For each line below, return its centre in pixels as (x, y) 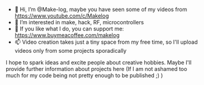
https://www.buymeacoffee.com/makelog (67, 35)
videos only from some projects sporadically (70, 51)
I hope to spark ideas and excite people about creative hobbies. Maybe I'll (99, 63)
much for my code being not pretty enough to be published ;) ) (84, 75)
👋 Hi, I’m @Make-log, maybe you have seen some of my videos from (101, 9)
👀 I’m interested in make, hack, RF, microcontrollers (79, 22)
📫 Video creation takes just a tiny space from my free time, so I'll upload (106, 42)
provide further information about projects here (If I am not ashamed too (97, 69)
